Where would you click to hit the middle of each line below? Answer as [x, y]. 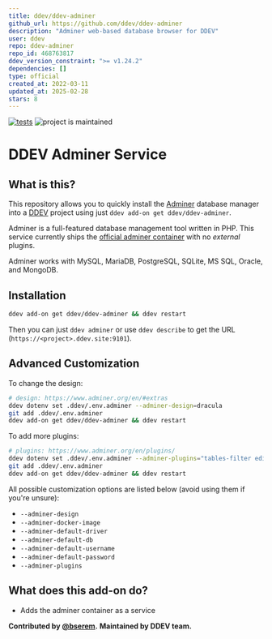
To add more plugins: [44, 436]
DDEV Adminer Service [88, 154]
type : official [34, 76]
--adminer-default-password [67, 557]
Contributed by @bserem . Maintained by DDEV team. [100, 626]
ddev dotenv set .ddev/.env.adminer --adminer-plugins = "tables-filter [130, 459]
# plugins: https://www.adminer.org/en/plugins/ [92, 451]
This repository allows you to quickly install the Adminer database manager [134, 204]
